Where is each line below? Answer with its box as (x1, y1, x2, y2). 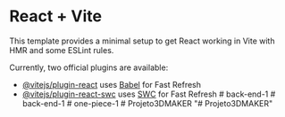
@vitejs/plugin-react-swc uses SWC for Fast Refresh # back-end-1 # (21, 89, 276, 99)
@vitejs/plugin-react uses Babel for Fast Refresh (21, 79, 202, 90)
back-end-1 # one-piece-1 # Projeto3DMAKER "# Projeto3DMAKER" (21, 97, 273, 108)
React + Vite (9, 6, 103, 27)
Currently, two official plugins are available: (9, 62, 169, 73)
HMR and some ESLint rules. (9, 44, 114, 55)
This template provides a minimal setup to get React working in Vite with (9, 35, 275, 46)
